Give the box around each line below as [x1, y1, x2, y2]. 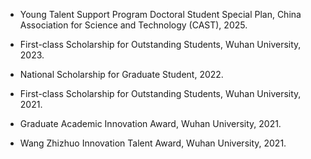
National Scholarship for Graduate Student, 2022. [19, 69, 224, 80]
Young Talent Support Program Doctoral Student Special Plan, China [19, 9, 302, 20]
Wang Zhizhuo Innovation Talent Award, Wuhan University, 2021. [19, 137, 287, 149]
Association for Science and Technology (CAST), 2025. [19, 19, 248, 31]
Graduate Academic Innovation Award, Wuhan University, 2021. [19, 118, 282, 129]
